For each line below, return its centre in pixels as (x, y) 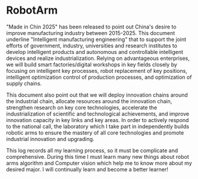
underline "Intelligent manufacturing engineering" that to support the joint (96, 39)
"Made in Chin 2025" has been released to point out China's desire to (91, 27)
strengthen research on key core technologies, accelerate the (82, 107)
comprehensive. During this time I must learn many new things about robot (98, 156)
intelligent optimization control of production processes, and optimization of (99, 77)
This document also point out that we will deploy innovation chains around (97, 95)
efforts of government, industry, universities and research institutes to (92, 46)
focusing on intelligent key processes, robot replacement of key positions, (97, 71)
